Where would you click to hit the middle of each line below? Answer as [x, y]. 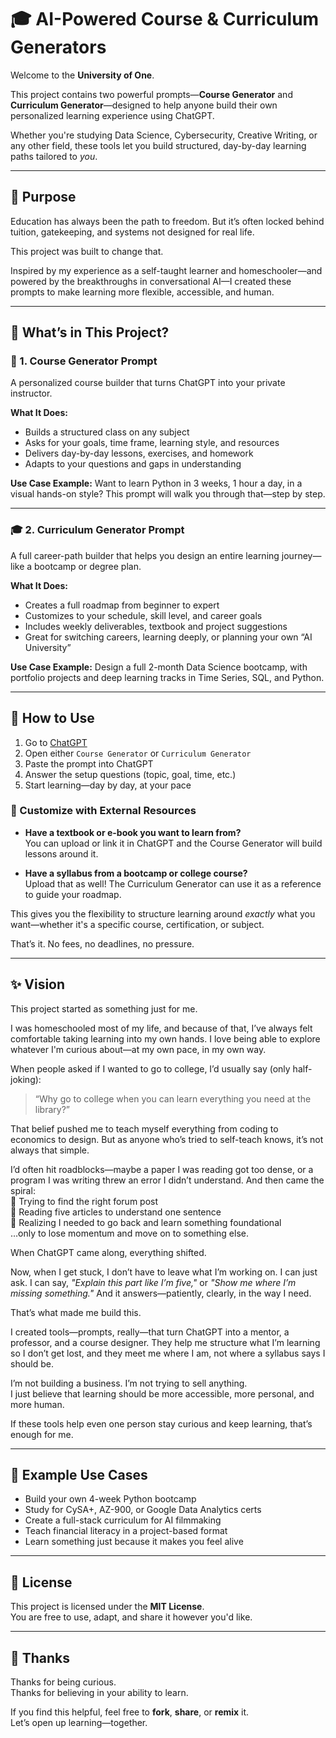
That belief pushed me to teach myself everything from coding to [144, 1128]
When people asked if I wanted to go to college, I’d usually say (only [150, 1068]
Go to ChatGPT [56, 742]
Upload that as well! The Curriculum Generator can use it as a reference [173, 883]
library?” [52, 1109]
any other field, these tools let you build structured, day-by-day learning [158, 145]
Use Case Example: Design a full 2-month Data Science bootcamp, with [159, 667]
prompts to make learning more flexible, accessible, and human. [142, 292]
